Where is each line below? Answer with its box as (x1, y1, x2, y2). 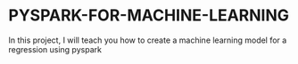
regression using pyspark (8, 44, 102, 54)
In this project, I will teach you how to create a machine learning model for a (8, 35, 287, 45)
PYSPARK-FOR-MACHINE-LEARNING (8, 5, 290, 26)
